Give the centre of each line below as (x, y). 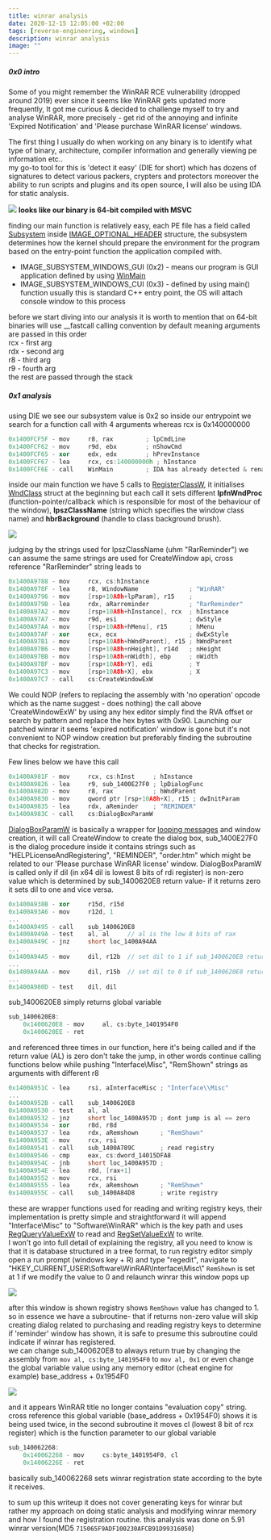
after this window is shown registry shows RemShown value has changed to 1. (134, 1308)
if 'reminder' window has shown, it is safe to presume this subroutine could (133, 1333)
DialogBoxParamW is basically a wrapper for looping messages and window (134, 829)
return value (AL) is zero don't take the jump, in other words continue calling (135, 1056)
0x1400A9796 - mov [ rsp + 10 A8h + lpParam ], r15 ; (101, 597)
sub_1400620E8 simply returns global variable (85, 1002)
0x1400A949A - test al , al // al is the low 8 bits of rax (122, 934)
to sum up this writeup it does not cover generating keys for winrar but (126, 1502)
